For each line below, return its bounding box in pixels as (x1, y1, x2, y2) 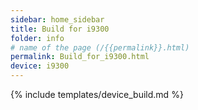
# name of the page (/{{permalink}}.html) (10, 42, 190, 53)
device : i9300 (10, 61, 70, 71)
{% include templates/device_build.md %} (10, 89, 184, 100)
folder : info (10, 33, 65, 43)
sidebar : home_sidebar (10, 14, 105, 25)
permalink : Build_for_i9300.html (10, 52, 150, 62)
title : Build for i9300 (10, 24, 110, 34)
